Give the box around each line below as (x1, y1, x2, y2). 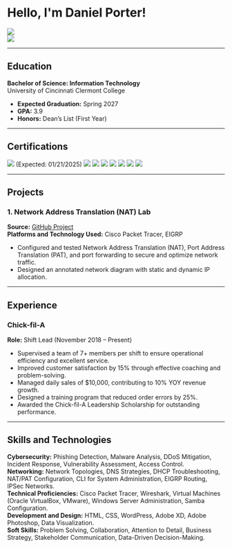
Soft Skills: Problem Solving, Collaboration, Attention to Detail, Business (7, 526, 212, 534)
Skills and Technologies (7, 434, 112, 446)
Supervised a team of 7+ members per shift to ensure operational (17, 349, 204, 357)
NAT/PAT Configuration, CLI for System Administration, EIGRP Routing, (7, 474, 208, 482)
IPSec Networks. (7, 482, 55, 490)
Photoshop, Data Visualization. (7, 518, 95, 527)
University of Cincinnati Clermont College (7, 86, 126, 95)
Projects (7, 186, 44, 198)
